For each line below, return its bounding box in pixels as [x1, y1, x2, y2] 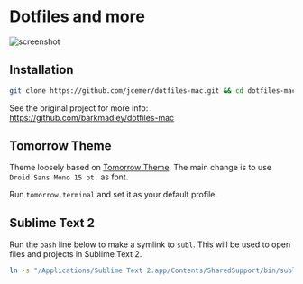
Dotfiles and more [9, 6, 146, 27]
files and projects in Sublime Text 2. [9, 249, 142, 260]
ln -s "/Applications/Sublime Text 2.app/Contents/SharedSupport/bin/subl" [9, 266, 300, 276]
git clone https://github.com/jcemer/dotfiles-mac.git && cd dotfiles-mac [9, 86, 297, 96]
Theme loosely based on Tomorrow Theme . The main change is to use [9, 162, 272, 173]
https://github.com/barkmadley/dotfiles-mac [9, 112, 175, 123]
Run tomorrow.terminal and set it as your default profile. [9, 189, 218, 200]
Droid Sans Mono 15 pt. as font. [9, 171, 129, 182]
